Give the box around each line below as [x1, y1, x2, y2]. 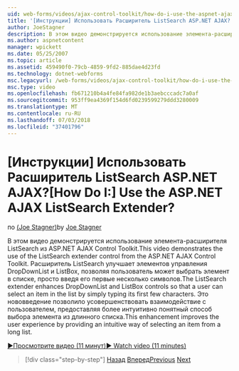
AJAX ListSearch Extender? [7, 199, 176, 215]
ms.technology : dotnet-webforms [7, 70, 103, 77]
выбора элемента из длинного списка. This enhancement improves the [7, 312, 220, 321]
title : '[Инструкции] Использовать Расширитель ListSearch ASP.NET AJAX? [7, 17, 231, 24]
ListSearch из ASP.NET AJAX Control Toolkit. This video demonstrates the [7, 244, 223, 253]
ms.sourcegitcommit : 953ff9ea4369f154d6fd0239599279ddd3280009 [7, 97, 199, 104]
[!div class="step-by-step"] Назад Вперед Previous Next [24, 355, 191, 364]
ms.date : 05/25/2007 [7, 51, 69, 58]
